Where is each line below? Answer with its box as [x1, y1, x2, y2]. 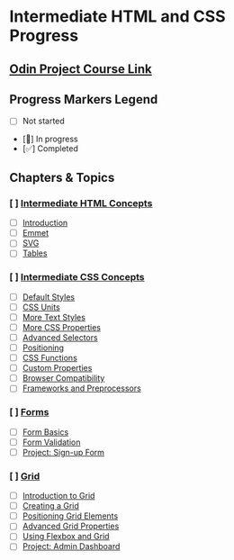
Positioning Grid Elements [22, 510, 119, 521]
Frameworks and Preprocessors [22, 383, 141, 393]
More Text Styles [22, 312, 85, 322]
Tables [22, 248, 48, 258]
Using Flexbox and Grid [22, 531, 110, 542]
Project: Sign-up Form [22, 447, 105, 457]
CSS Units [22, 302, 60, 312]
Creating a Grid [22, 501, 79, 511]
